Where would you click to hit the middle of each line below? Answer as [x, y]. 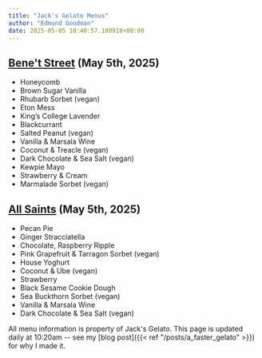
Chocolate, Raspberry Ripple [67, 245]
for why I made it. [37, 346]
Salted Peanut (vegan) [57, 133]
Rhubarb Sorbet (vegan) [60, 99]
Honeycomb [40, 82]
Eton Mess [37, 108]
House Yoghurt [45, 262]
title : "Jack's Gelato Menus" [59, 16]
